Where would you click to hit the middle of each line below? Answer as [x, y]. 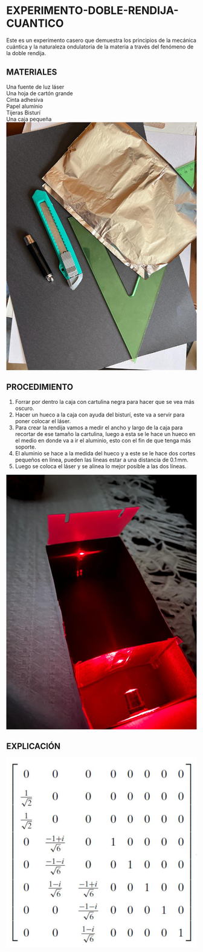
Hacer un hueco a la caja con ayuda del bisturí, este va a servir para [100, 414]
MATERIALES [32, 72]
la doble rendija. [26, 53]
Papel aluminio [25, 106]
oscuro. [24, 408]
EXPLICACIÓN [34, 746]
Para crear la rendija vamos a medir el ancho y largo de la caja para [99, 427]
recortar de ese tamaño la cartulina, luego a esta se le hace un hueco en [105, 434]
